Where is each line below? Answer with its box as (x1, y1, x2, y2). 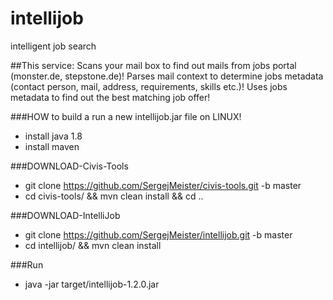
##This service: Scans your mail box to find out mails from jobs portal (10, 59, 297, 71)
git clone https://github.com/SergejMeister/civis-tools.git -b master (24, 179, 302, 191)
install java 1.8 (24, 130, 83, 142)
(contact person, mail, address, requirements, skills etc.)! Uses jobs (10, 80, 288, 92)
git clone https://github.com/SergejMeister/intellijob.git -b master (24, 228, 293, 241)
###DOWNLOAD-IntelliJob (10, 209, 121, 221)
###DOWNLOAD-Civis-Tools (10, 160, 129, 172)
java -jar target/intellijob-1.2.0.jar (24, 278, 160, 290)
